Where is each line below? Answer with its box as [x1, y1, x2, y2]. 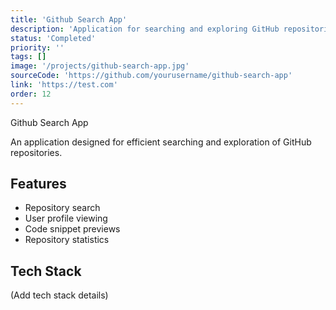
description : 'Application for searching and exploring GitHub [10, 24, 280, 34]
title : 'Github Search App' [10, 14, 128, 25]
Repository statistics [24, 234, 110, 246]
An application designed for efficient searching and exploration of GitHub [10, 136, 312, 148]
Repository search [24, 202, 101, 214]
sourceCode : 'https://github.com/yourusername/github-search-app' [10, 71, 293, 81]
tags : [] [10, 52, 47, 62]
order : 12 [10, 89, 52, 99]
